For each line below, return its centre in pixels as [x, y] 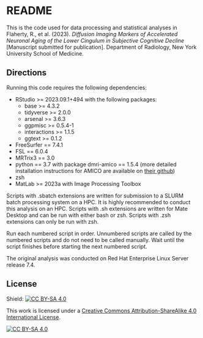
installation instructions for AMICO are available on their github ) [95, 171]
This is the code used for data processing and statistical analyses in [92, 28]
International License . [34, 317]
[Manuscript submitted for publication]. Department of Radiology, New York [102, 47]
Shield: [15, 299]
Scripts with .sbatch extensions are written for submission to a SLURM [95, 196]
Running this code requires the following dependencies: [77, 87]
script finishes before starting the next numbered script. [77, 246]
